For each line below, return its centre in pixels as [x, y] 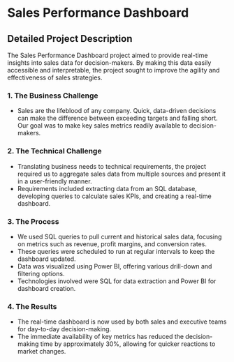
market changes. [42, 352]
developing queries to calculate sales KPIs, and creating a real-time [114, 196]
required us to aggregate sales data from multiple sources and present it [121, 174]
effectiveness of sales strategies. [55, 77]
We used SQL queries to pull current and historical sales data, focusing [119, 236]
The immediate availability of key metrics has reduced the [100, 337]
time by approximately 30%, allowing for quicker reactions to [128, 344]
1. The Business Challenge [53, 96]
